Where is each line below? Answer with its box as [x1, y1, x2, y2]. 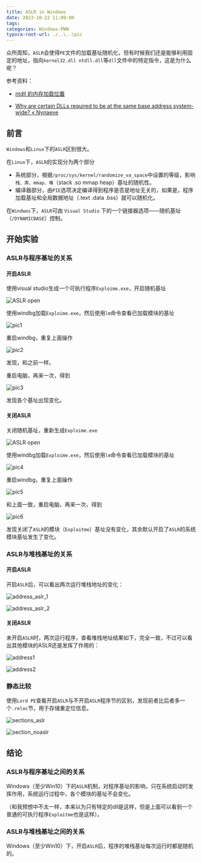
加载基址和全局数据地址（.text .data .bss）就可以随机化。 [15, 194, 159, 201]
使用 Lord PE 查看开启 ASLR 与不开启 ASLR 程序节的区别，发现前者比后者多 [6, 697, 180, 704]
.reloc [12, 706, 29, 712]
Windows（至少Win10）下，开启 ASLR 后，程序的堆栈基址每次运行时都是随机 [6, 842, 194, 850]
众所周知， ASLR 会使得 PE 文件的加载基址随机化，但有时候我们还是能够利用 [6, 49, 187, 57]
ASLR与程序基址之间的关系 [6, 767, 85, 776]
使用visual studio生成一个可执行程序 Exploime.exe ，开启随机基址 [6, 284, 166, 292]
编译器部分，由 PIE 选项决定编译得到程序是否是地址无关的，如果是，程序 [15, 186, 194, 194]
